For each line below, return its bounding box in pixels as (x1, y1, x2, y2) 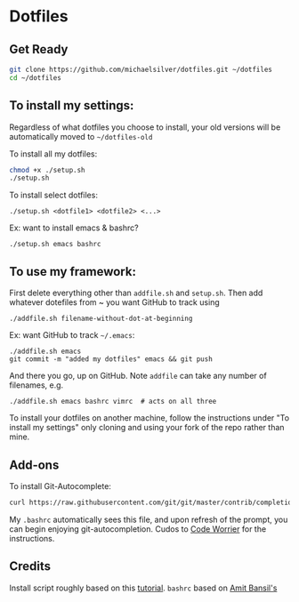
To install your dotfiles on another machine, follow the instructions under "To (9, 413, 290, 423)
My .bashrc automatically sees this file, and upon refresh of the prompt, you (9, 514, 288, 525)
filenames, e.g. (9, 380, 64, 390)
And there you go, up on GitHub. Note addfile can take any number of (9, 371, 267, 381)
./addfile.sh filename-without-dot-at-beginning (9, 314, 193, 324)
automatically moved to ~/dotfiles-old (9, 131, 153, 141)
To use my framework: (9, 264, 136, 279)
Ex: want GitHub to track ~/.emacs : (9, 330, 135, 341)
